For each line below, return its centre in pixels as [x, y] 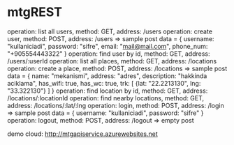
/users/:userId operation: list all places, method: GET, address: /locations [112, 61]
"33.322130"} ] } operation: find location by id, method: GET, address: [108, 91]
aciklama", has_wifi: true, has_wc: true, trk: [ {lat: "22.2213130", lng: [104, 83]
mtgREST [35, 12]
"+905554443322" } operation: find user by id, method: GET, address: [109, 54]
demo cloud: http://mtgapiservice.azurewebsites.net [83, 134]
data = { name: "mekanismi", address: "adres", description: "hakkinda [107, 76]
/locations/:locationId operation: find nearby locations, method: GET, [106, 98]
